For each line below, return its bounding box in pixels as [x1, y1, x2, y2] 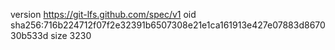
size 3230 [50, 30, 92, 41]
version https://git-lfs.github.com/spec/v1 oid [10, 9, 197, 20]
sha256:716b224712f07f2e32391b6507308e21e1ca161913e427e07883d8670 [10, 19, 326, 31]
